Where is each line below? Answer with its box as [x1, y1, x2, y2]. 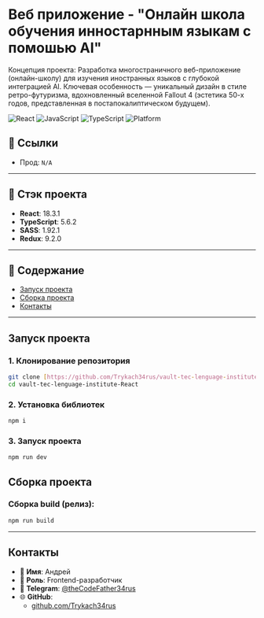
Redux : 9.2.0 [19, 234, 62, 243]
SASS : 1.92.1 [19, 225, 60, 235]
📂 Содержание [8, 264, 85, 277]
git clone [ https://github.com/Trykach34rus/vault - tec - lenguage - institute [8, 373, 258, 381]
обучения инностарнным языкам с [8, 22, 251, 40]
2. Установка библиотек [8, 399, 104, 410]
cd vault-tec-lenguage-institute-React [8, 380, 139, 388]
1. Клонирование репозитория [8, 355, 130, 366]
